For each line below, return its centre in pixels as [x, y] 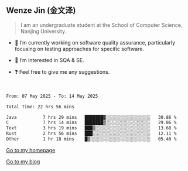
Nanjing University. [43, 31]
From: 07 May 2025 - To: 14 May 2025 [52, 96]
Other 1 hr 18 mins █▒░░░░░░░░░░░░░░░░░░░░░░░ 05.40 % [91, 139]
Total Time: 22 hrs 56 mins [40, 107]
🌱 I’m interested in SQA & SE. [49, 60]
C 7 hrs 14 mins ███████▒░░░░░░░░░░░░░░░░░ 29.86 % [91, 123]
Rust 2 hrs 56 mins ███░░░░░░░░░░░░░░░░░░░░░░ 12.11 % [91, 134]
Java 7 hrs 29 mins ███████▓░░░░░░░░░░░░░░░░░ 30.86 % [91, 117]
